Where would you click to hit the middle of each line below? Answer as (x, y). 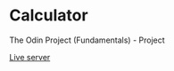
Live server (30, 57)
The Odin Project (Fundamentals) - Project (87, 40)
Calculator (49, 16)
